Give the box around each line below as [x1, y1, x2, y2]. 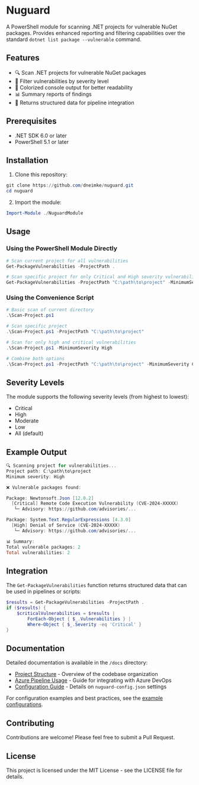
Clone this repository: [14, 171, 68, 178]
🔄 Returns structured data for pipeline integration [14, 99, 134, 106]
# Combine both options [6, 355, 65, 361]
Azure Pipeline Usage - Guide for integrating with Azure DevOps [14, 677, 172, 684]
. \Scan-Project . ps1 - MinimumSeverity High [6, 345, 113, 351]
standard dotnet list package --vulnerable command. [6, 36, 142, 43]
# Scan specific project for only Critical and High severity [6, 274, 163, 280]
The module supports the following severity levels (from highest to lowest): [6, 393, 190, 400]
